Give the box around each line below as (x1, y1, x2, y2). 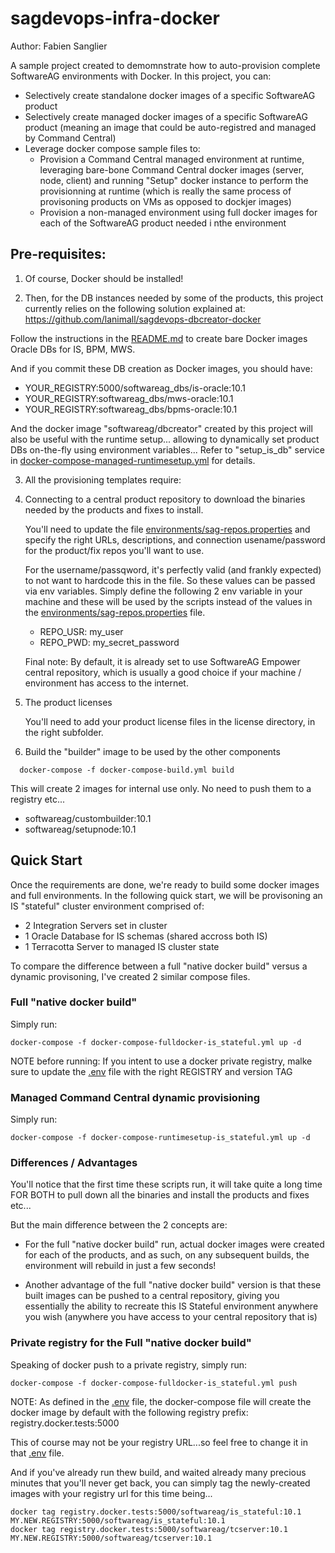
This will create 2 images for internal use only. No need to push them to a (10, 782, 312, 794)
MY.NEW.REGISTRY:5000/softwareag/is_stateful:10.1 (10, 1515, 226, 1526)
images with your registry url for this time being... (10, 1487, 213, 1499)
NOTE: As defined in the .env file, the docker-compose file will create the (10, 1395, 312, 1407)
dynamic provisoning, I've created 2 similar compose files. (10, 970, 251, 982)
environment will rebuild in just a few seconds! (24, 1260, 217, 1272)
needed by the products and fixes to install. (24, 503, 204, 516)
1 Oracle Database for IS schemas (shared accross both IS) (24, 930, 268, 942)
